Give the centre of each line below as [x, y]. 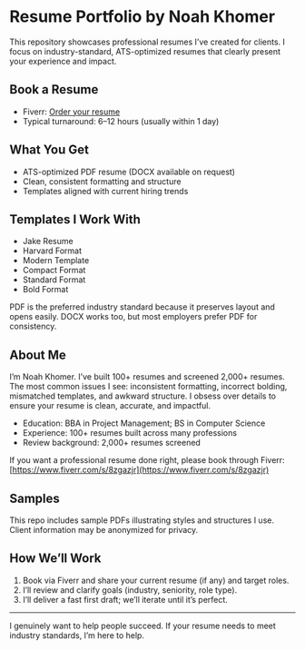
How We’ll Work [55, 559]
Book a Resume [54, 89]
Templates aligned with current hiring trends [105, 191]
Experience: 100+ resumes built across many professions [130, 433]
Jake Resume [48, 241]
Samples [35, 498]
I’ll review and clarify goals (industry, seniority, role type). [130, 590]
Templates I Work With [75, 219]
